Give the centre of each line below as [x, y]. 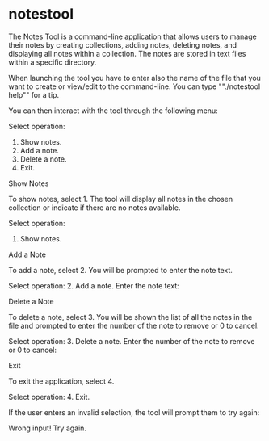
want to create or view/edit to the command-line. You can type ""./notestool [134, 86]
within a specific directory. [53, 62]
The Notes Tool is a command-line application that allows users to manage [132, 36]
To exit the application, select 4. [61, 381]
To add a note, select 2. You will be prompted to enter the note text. [120, 270]
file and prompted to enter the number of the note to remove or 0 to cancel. [134, 325]
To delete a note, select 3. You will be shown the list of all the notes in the [130, 317]
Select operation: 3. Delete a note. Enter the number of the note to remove [132, 341]
